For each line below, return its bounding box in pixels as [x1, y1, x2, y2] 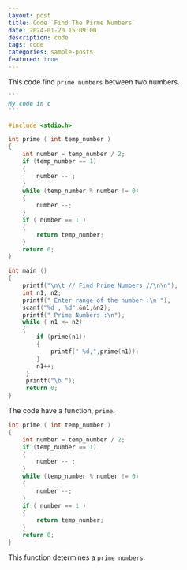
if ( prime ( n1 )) [36, 333, 87, 341]
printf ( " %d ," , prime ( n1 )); [50, 348, 140, 356]
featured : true [8, 56, 58, 64]
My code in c [8, 99, 51, 107]
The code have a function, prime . [8, 406, 116, 415]
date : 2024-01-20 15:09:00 [8, 26, 97, 34]
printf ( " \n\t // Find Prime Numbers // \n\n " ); [22, 281, 178, 289]
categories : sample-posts [8, 48, 93, 56]
